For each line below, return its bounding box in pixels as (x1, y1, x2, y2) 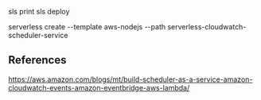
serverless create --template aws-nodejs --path (8, 22, 166, 31)
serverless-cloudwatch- (166, 22, 247, 31)
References (8, 53, 67, 67)
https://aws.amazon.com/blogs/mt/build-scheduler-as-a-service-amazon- (8, 75, 253, 84)
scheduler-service (8, 31, 68, 40)
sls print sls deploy (8, 7, 70, 16)
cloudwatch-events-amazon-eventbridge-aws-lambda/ (8, 83, 190, 92)
